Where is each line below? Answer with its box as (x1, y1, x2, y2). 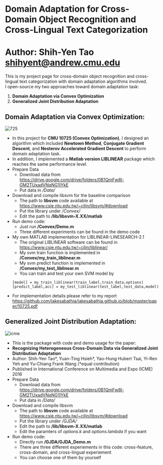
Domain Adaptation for (5, 3, 99, 15)
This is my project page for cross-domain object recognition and (5, 73, 135, 79)
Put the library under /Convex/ (19, 208, 81, 214)
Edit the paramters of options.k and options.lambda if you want (19, 428, 147, 434)
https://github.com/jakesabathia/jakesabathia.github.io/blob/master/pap (12, 298, 157, 304)
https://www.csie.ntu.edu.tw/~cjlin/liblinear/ (19, 244, 108, 250)
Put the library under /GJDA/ (19, 418, 77, 424)
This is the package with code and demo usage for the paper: (12, 340, 137, 346)
